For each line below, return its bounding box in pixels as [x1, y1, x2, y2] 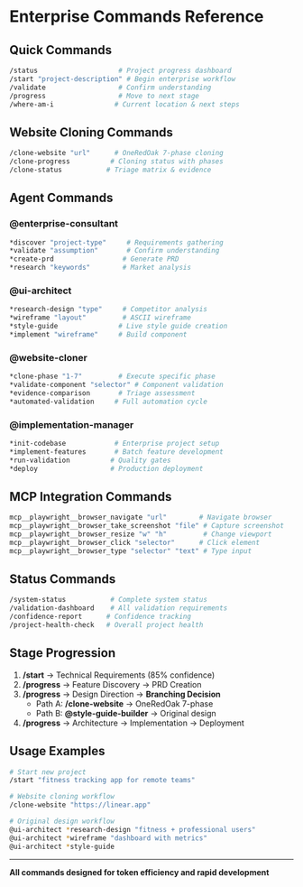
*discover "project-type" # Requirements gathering [9, 237, 224, 247]
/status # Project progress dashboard [9, 66, 232, 75]
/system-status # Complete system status [9, 596, 207, 605]
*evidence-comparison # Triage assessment [9, 388, 196, 398]
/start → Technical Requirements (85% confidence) [22, 670, 216, 680]
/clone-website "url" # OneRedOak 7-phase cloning [9, 149, 224, 158]
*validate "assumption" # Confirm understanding [9, 246, 220, 255]
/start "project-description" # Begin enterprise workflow [9, 74, 236, 83]
